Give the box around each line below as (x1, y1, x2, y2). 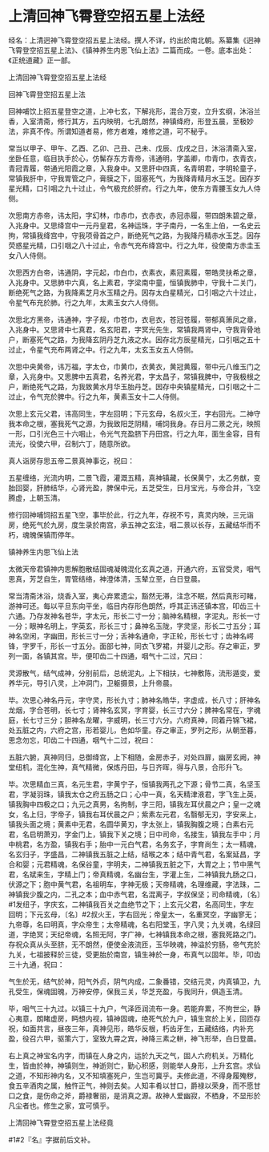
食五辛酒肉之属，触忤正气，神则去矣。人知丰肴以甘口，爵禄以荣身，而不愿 (8, 1081, 254, 1090)
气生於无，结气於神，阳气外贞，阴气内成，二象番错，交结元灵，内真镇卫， (8, 977, 254, 986)
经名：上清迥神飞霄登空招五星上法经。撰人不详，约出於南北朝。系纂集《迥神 (8, 35, 261, 45)
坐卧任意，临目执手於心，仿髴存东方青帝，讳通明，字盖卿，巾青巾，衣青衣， (8, 153, 261, 163)
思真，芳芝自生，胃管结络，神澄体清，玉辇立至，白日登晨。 (8, 574, 205, 583)
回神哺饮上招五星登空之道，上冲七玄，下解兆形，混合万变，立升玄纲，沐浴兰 (8, 106, 261, 116)
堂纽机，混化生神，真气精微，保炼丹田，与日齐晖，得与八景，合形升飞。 (8, 762, 247, 771)
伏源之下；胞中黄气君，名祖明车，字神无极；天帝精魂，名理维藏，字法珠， (8, 879, 254, 889)
